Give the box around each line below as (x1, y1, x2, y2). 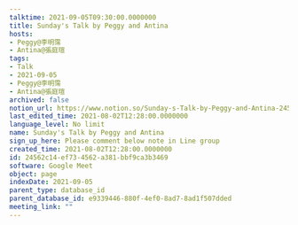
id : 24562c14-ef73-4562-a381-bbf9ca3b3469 (9, 152, 169, 162)
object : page (9, 169, 58, 178)
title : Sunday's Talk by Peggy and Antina (9, 21, 169, 30)
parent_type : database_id (9, 186, 105, 195)
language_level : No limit (9, 120, 105, 129)
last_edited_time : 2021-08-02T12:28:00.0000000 (9, 112, 189, 120)
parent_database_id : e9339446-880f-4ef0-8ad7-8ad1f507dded (9, 194, 232, 204)
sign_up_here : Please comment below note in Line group (9, 136, 220, 145)
